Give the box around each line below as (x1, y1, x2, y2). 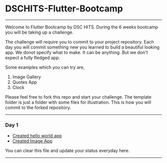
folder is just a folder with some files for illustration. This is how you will (5, 99, 152, 105)
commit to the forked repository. (5, 105, 71, 110)
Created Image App (12, 138, 53, 144)
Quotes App (12, 79, 37, 85)
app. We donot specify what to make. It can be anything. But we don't (5, 49, 148, 55)
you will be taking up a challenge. (5, 29, 74, 35)
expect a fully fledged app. (5, 54, 61, 60)
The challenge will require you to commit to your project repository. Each (5, 39, 154, 45)
